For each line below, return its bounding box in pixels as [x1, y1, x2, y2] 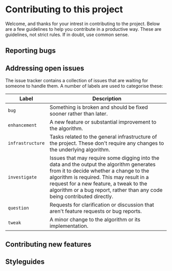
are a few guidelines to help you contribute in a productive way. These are [5, 26, 162, 32]
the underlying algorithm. [49, 146, 110, 153]
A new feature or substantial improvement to [49, 119, 157, 126]
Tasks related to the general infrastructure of [49, 133, 157, 141]
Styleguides [5, 257, 45, 266]
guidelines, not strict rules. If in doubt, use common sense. [5, 31, 130, 37]
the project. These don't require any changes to [49, 140, 164, 147]
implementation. [49, 222, 89, 229]
